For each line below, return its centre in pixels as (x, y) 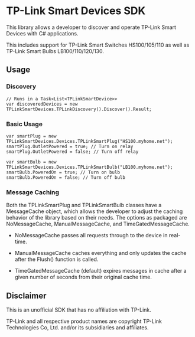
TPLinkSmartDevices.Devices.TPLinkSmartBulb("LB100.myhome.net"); (90, 167)
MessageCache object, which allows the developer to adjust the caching (95, 211)
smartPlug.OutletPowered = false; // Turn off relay (72, 152)
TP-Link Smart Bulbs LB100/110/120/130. (55, 51)
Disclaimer (26, 295)
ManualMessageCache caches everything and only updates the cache (100, 253)
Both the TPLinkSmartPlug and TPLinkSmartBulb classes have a (84, 205)
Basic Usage (25, 124)
